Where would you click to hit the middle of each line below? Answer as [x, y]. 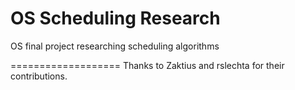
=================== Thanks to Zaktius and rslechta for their [147, 65]
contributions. [39, 76]
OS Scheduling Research [115, 18]
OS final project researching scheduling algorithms [115, 46]
